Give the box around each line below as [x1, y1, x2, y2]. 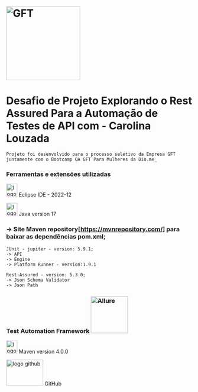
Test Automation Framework [6, 326, 90, 335]
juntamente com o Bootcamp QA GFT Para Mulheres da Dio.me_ [6, 156, 158, 162]
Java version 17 [18, 210, 57, 218]
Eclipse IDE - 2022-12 [18, 191, 72, 198]
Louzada [6, 132, 50, 145]
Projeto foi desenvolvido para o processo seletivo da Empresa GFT [6, 151, 176, 158]
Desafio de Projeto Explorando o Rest [6, 94, 192, 107]
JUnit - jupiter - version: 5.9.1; [6, 246, 94, 252]
